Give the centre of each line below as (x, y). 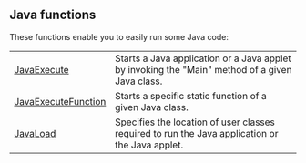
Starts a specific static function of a (191, 96)
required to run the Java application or (197, 133)
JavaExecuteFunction (60, 101)
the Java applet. (149, 145)
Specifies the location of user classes (195, 122)
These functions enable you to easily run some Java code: (119, 36)
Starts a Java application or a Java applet (203, 58)
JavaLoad (35, 133)
